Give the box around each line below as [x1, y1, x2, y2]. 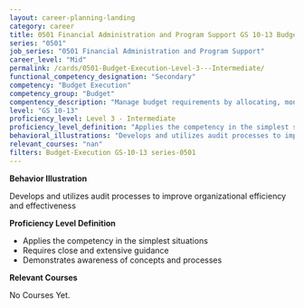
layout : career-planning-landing [9, 13, 136, 23]
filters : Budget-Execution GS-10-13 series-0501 [9, 148, 196, 157]
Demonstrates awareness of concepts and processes [22, 255, 223, 265]
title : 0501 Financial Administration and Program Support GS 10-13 [9, 30, 273, 39]
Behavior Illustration [9, 173, 88, 184]
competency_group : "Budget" [9, 89, 116, 98]
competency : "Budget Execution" [9, 81, 131, 90]
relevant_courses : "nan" [9, 140, 103, 149]
